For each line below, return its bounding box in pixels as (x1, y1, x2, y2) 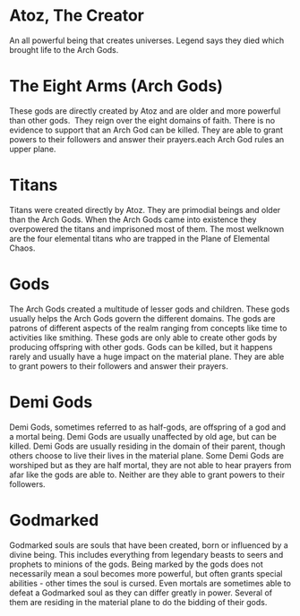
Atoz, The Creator (9, 5, 145, 26)
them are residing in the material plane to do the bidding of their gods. (9, 596, 268, 607)
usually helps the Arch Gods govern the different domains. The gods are (9, 312, 276, 323)
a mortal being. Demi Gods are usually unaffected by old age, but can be (9, 431, 278, 441)
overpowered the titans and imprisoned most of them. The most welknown (9, 223, 285, 234)
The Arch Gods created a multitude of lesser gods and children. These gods (9, 304, 290, 314)
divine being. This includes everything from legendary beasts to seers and (9, 549, 284, 560)
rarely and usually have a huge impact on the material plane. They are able (9, 351, 285, 362)
